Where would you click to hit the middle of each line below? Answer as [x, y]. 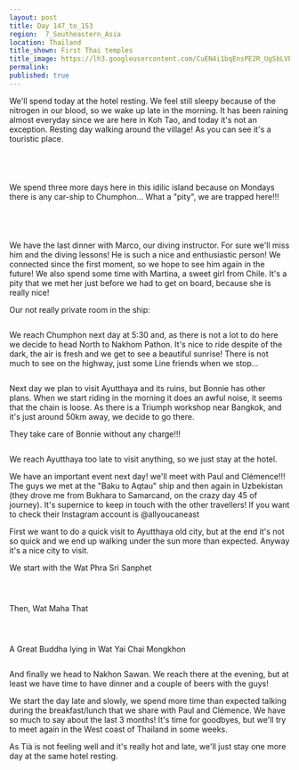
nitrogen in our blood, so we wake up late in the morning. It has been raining [149, 110]
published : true [39, 76]
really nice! [29, 292]
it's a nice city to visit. [49, 550]
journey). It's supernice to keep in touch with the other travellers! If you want [149, 504]
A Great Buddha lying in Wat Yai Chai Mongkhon [97, 649]
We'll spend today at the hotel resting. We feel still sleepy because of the [142, 101]
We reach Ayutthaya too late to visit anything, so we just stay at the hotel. [143, 459]
